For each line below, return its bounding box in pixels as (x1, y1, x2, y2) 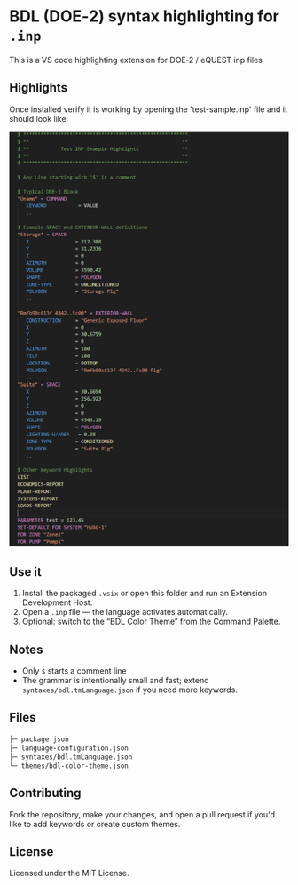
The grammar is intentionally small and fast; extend (21, 675, 209, 686)
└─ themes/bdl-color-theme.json (9, 761, 129, 770)
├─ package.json (9, 735, 69, 744)
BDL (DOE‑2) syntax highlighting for (9, 6, 279, 27)
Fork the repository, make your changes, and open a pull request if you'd (9, 809, 276, 819)
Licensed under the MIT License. (9, 868, 129, 879)
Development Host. (21, 597, 93, 608)
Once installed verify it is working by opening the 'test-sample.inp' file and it (9, 104, 288, 115)
